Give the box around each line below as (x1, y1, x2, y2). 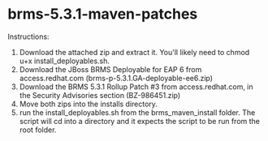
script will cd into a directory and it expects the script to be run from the (19, 116, 261, 126)
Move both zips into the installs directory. (19, 99, 158, 109)
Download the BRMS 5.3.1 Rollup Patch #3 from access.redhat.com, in (19, 82, 253, 92)
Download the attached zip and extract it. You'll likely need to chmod (19, 47, 250, 57)
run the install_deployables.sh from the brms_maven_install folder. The (19, 107, 256, 117)
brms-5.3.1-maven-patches (7, 5, 198, 23)
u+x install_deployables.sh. (19, 56, 110, 66)
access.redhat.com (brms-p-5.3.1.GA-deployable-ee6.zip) (19, 73, 213, 83)
